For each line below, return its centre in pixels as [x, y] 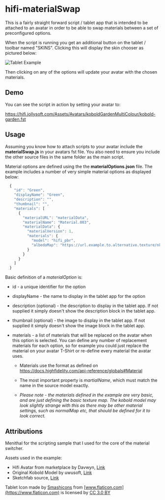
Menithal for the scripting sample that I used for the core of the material [77, 443]
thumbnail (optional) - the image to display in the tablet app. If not [79, 320]
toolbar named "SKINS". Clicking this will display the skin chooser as [74, 48]
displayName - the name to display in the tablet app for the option [79, 296]
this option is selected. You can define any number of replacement [80, 341]
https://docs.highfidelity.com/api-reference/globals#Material [81, 371]
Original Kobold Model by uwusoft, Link [52, 473]
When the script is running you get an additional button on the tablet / [75, 42]
